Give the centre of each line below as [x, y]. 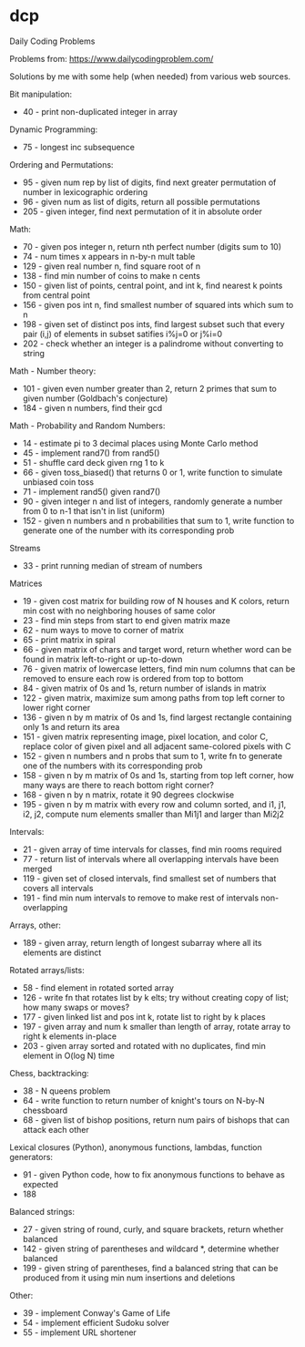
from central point [56, 295]
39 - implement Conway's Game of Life [97, 1312]
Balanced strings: [42, 1211]
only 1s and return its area [71, 726]
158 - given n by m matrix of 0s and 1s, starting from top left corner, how [158, 775]
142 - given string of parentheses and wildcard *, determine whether [151, 1249]
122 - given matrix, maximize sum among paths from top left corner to [153, 697]
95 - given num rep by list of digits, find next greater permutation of [149, 182]
